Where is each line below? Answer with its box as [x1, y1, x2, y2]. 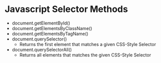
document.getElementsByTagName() [12, 30, 89, 36]
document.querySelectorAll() [12, 46, 72, 52]
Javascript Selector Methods [5, 3, 128, 15]
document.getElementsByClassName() [12, 25, 92, 31]
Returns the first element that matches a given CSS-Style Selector [19, 41, 156, 47]
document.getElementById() [12, 20, 71, 26]
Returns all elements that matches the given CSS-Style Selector [19, 51, 151, 58]
